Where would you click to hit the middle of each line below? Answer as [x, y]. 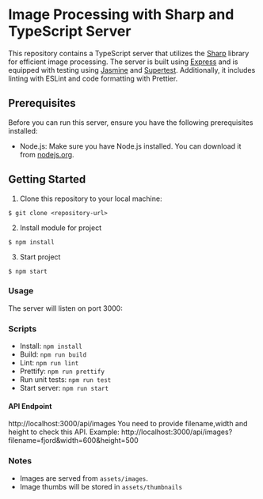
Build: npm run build [53, 354]
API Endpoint [30, 406]
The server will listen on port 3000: [65, 308]
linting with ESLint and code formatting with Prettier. [93, 78]
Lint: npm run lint [49, 363]
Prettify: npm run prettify [62, 371]
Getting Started [47, 180]
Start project [40, 257]
